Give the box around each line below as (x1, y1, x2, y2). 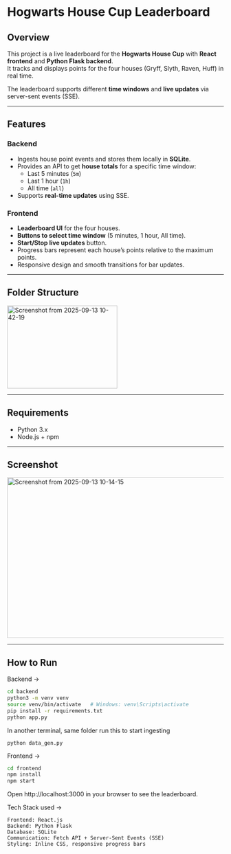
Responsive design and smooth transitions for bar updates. (16, 260, 185, 269)
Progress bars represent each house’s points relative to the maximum (16, 245, 214, 254)
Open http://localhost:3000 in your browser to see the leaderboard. (7, 790, 198, 798)
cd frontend (7, 765, 41, 772)
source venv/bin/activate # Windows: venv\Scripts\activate (7, 701, 189, 708)
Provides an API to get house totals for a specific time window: (16, 162, 197, 170)
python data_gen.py (7, 739, 63, 746)
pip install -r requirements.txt (7, 707, 103, 715)
